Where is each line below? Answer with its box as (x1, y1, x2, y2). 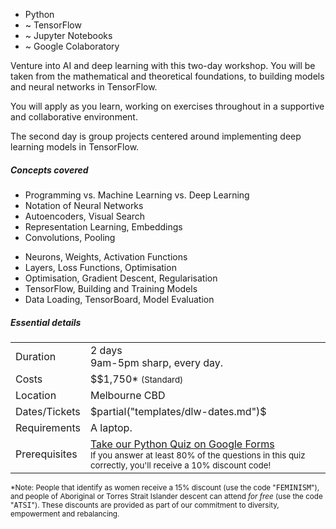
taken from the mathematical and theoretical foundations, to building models (10, 70, 325, 82)
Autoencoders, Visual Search (24, 210, 146, 222)
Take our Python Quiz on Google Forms (89, 437, 275, 451)
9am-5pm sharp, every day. (89, 355, 224, 369)
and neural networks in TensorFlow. (10, 81, 158, 93)
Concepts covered (10, 164, 89, 176)
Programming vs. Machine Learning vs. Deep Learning (24, 189, 250, 201)
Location (15, 388, 57, 402)
